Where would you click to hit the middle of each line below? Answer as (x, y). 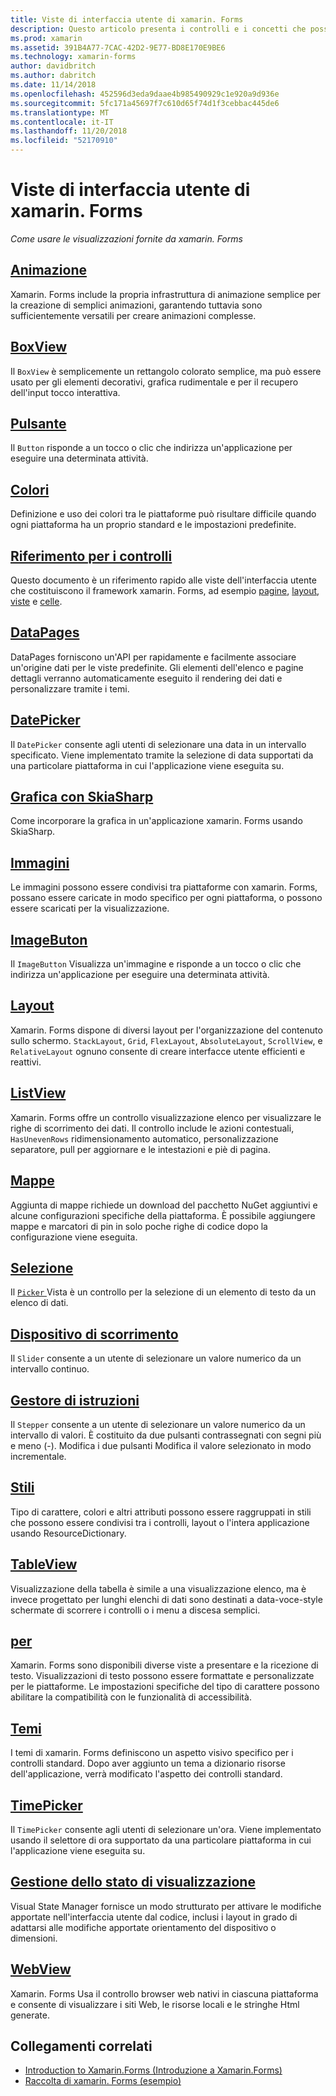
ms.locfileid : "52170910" (64, 141)
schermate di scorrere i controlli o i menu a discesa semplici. (135, 1610)
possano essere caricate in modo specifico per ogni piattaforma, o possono (166, 898)
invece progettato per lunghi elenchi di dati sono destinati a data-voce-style (166, 1599)
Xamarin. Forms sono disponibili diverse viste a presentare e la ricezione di (164, 1665)
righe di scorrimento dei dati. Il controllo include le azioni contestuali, (152, 1128)
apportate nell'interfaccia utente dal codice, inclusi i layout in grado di (154, 1917)
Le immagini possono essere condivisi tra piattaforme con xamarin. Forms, (164, 887)
